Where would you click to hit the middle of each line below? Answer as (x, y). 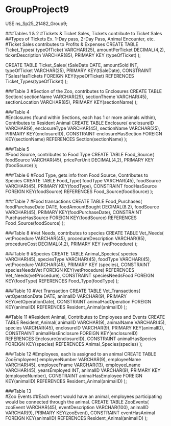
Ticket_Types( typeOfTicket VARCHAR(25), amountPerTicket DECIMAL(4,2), (85, 50)
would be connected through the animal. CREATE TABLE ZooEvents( (77, 401)
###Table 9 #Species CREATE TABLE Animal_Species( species (71, 253)
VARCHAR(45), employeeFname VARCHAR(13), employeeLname (73, 365)
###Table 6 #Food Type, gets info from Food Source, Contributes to (77, 175)
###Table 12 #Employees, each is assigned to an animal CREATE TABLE (81, 354)
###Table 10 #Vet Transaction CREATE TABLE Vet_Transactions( (73, 291)
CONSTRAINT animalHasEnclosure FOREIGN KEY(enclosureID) (71, 333)
